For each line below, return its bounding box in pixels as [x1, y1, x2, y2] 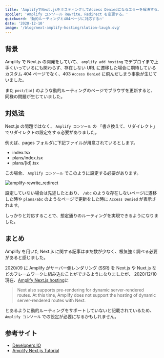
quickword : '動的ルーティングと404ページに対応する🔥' [5, 16, 104, 21]
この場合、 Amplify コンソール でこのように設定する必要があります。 [5, 170, 142, 176]
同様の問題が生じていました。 [5, 94, 65, 99]
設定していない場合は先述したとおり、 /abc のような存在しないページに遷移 [5, 190, 157, 196]
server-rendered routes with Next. [17, 297, 86, 303]
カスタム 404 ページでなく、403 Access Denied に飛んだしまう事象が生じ [5, 71, 153, 76]
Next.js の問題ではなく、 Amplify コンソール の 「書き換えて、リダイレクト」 [5, 123, 158, 129]
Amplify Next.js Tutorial [12, 348, 60, 354]
